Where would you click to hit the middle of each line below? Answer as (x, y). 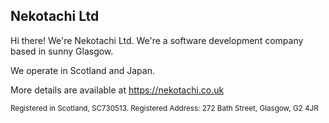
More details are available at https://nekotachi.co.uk (117, 90)
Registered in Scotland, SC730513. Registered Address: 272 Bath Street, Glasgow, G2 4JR (164, 108)
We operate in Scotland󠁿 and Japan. (82, 70)
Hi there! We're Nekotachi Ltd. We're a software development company (157, 40)
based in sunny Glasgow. (62, 51)
